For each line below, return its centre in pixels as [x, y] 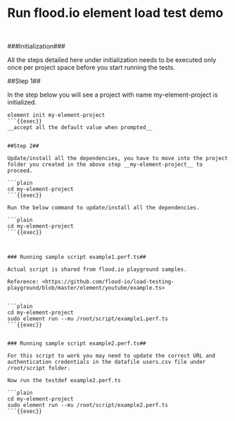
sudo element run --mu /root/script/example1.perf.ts [88, 319]
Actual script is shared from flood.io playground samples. [97, 269]
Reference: [23, 281]
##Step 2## [23, 146]
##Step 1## [24, 81]
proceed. [20, 171]
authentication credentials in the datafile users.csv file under [107, 362]
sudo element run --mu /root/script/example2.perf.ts [88, 405]
